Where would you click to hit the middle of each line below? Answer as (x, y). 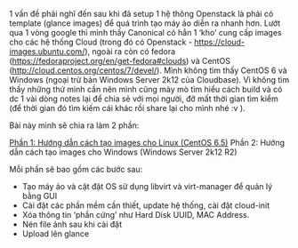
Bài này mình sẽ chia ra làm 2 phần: (74, 125)
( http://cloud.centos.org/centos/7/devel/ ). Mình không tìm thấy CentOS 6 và (148, 70)
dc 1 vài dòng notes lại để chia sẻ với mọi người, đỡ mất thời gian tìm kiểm (144, 99)
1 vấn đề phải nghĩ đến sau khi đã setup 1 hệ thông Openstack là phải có (141, 14)
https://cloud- (220, 42)
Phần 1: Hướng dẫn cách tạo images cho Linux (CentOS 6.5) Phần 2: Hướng (147, 143)
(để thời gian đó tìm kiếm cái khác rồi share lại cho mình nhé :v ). (128, 108)
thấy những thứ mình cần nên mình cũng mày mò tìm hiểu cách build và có (146, 89)
